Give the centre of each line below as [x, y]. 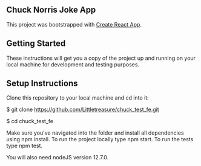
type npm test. [25, 146]
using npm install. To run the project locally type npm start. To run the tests [100, 139]
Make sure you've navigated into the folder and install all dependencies [95, 133]
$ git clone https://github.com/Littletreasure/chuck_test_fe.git [83, 110]
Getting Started [36, 44]
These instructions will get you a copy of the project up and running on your [101, 58]
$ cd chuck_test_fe [30, 121]
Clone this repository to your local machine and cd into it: [78, 98]
